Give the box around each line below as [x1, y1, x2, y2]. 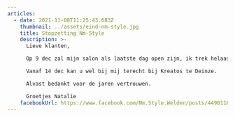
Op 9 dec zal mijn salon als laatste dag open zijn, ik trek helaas [25, 55, 230, 63]
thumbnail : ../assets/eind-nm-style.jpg [20, 23, 139, 30]
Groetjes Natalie [25, 93, 77, 100]
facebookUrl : [20, 99, 58, 107]
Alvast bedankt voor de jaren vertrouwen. [25, 80, 152, 87]
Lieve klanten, [25, 42, 71, 49]
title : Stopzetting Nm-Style [20, 29, 105, 37]
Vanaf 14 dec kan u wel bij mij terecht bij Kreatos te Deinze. [25, 68, 218, 75]
